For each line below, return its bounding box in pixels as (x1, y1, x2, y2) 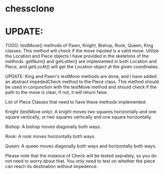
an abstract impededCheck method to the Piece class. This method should (5, 78, 159, 85)
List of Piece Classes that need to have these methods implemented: (5, 99, 146, 105)
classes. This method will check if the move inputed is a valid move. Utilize (5, 48, 159, 54)
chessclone (5, 3, 55, 14)
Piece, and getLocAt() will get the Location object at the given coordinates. (5, 63, 159, 70)
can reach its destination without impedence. (5, 163, 98, 169)
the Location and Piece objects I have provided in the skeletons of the (5, 53, 149, 59)
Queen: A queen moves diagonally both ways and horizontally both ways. (5, 143, 156, 149)
